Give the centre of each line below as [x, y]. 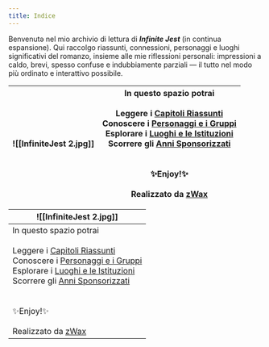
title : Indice [32, 16]
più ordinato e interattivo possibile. [66, 73]
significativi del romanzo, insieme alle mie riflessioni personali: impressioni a [135, 56]
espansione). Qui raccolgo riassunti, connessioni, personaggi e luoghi [124, 47]
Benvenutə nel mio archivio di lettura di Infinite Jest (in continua [115, 39]
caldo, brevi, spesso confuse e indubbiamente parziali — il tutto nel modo [130, 65]
